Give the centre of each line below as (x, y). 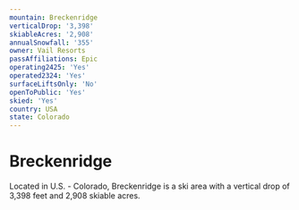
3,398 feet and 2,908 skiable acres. (75, 196)
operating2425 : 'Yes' (50, 68)
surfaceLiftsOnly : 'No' (54, 84)
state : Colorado (39, 117)
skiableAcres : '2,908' (51, 34)
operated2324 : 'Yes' (48, 76)
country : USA (34, 109)
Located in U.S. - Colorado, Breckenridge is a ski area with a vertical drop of (150, 186)
